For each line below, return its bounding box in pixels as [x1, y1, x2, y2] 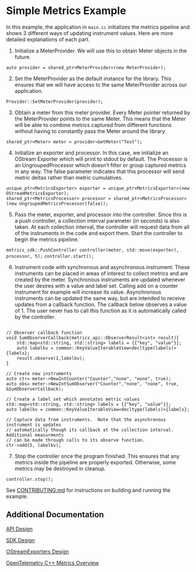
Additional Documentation [6, 510, 104, 520]
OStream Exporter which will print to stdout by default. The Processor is [14, 155, 188, 162]
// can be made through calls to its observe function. [6, 437, 145, 443]
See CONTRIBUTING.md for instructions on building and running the [6, 487, 171, 494]
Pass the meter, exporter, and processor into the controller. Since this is [14, 211, 187, 218]
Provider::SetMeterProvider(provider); [6, 98, 104, 105]
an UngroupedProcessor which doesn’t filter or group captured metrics [14, 161, 187, 168]
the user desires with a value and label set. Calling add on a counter [14, 282, 178, 289]
